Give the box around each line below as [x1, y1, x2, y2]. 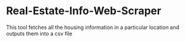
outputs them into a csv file [6, 30, 73, 37]
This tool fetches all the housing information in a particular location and [6, 24, 180, 31]
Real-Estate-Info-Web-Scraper [6, 4, 161, 18]
